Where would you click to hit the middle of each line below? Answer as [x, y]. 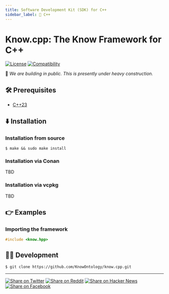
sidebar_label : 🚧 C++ [28, 15]
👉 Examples [26, 212]
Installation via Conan [32, 161]
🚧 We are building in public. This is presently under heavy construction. [79, 74]
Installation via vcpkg [32, 185]
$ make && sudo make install [36, 148]
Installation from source [35, 138]
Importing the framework [36, 229]
